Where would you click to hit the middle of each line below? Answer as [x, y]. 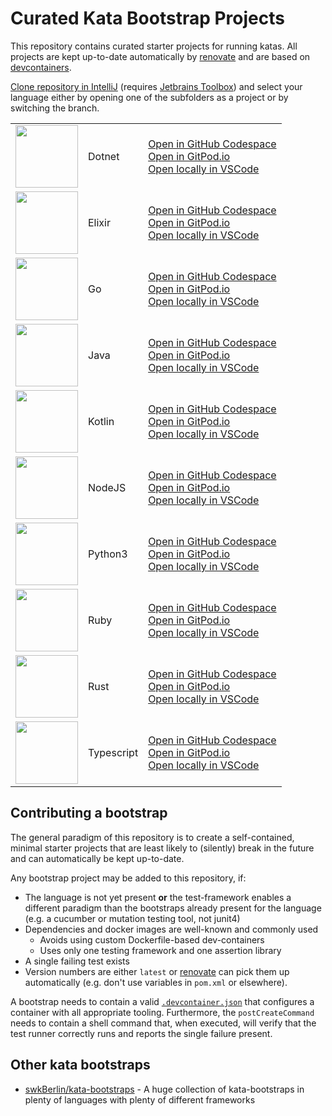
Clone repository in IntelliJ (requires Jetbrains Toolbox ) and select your [156, 86]
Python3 [108, 554]
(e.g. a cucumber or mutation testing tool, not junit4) [132, 918]
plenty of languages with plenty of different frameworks [140, 1099]
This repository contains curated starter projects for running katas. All [154, 46]
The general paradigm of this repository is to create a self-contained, [152, 837]
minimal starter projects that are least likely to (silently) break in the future [162, 848]
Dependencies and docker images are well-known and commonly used [171, 929]
